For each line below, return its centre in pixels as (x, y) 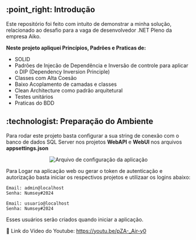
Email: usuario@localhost (38, 203)
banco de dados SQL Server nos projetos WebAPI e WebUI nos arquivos (94, 142)
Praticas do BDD (34, 103)
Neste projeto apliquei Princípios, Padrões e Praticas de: (76, 48)
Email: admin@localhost (35, 188)
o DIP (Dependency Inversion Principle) (62, 71)
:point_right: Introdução (51, 10)
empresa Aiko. (23, 36)
